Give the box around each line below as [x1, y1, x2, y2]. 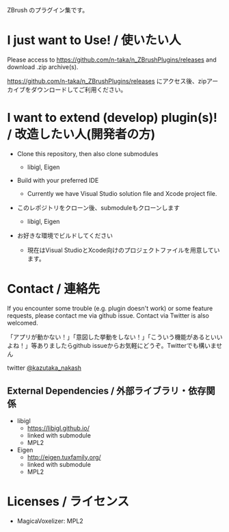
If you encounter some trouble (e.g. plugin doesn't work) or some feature [7, 304, 213, 312]
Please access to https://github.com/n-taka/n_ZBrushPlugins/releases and [7, 55, 217, 64]
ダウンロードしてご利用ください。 [30, 85, 127, 94]
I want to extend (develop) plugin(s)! [7, 110, 217, 125]
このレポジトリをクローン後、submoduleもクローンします [16, 203, 180, 212]
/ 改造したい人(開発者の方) [7, 127, 156, 142]
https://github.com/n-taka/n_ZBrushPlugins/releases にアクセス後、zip [7, 77, 207, 85]
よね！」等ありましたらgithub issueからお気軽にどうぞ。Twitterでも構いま [7, 341, 217, 349]
